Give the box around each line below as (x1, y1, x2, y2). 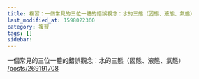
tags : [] (7, 29, 33, 37)
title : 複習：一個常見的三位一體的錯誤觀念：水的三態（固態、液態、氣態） (7, 10, 196, 17)
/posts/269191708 (7, 64, 59, 73)
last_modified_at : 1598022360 (7, 17, 96, 24)
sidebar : (7, 36, 33, 43)
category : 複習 (7, 23, 50, 30)
